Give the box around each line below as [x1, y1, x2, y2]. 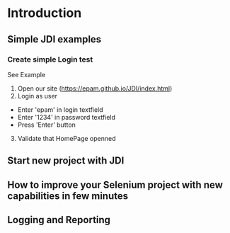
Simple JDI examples [7, 33, 102, 45]
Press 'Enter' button [17, 120, 76, 129]
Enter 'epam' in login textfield [17, 105, 104, 114]
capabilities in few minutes [7, 190, 129, 202]
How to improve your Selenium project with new [7, 178, 223, 191]
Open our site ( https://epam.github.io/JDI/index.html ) [17, 84, 173, 93]
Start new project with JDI [7, 154, 125, 167]
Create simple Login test [7, 55, 93, 64]
